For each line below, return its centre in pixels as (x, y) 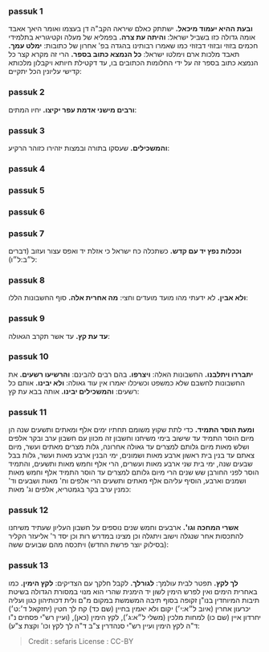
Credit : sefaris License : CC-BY (81, 641)
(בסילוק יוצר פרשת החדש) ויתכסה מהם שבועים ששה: (89, 544)
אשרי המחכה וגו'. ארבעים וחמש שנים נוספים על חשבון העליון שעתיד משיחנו (124, 528)
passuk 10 (29, 357)
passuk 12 (29, 510)
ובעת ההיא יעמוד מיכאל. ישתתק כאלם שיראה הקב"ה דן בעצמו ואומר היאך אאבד (130, 29)
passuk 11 (27, 412)
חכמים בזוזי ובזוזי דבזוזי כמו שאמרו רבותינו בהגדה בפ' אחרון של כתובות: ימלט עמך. (133, 46)
